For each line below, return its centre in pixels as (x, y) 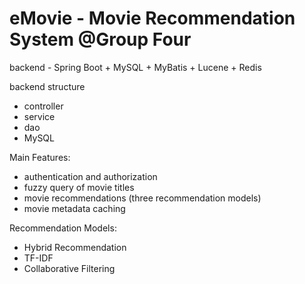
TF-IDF (38, 258)
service (39, 116)
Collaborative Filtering (69, 268)
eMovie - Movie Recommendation (152, 18)
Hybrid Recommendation (75, 247)
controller (43, 106)
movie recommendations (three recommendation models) (142, 198)
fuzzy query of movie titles (79, 187)
